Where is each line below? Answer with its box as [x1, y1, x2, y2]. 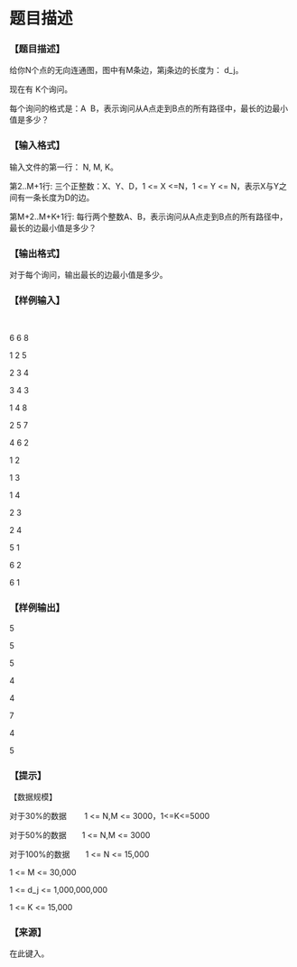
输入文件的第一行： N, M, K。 [9, 161, 119, 172]
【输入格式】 [9, 139, 66, 152]
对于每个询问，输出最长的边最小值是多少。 [9, 270, 168, 281]
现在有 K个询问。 [9, 84, 73, 95]
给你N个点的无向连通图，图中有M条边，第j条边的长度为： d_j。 [9, 65, 244, 76]
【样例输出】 [9, 602, 66, 614]
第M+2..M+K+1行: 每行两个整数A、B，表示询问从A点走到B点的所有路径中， [9, 211, 288, 222]
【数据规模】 [9, 791, 57, 802]
